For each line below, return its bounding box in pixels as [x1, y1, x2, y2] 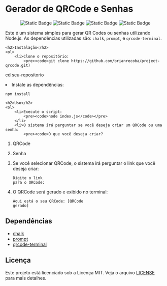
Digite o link [12, 175, 43, 181]
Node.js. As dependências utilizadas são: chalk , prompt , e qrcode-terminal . [5, 35, 162, 41]
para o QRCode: [12, 180, 45, 185]
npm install [5, 91, 30, 97]
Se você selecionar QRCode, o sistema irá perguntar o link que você [12, 160, 156, 166]
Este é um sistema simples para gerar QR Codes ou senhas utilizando [5, 30, 151, 36]
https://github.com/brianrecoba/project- [71, 58, 160, 64]
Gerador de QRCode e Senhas [5, 3, 133, 15]
